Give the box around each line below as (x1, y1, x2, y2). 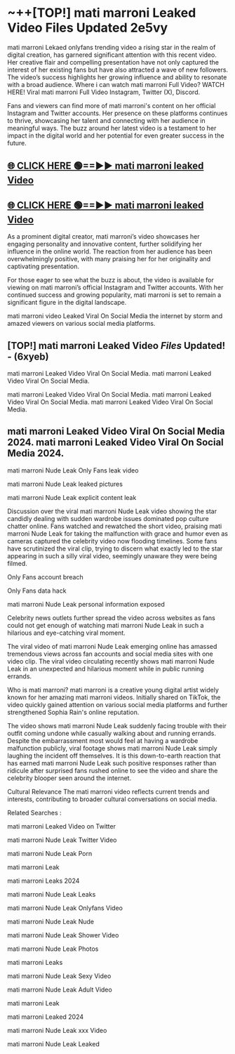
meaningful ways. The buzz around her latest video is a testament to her (7, 124, 217, 132)
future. (7, 138, 27, 147)
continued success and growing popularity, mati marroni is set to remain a (7, 291, 222, 299)
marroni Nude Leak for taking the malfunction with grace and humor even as (7, 529, 229, 538)
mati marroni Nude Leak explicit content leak (7, 493, 137, 501)
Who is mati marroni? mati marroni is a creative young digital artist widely (7, 685, 219, 694)
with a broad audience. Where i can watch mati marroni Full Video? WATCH (7, 80, 224, 88)
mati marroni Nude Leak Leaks (7, 890, 96, 898)
